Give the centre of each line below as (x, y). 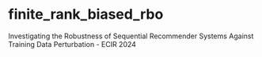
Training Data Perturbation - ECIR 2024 (72, 44)
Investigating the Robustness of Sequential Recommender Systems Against (131, 36)
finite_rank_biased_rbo (86, 14)
